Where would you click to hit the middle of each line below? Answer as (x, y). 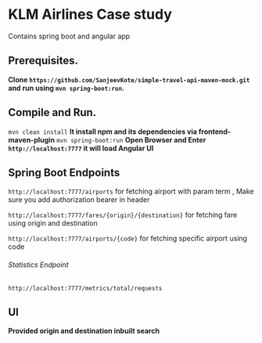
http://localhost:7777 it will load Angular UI (81, 148)
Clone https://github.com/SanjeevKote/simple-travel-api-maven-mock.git (129, 79)
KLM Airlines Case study (90, 14)
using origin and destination (53, 223)
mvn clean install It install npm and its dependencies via (103, 132)
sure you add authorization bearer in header (79, 200)
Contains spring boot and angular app (69, 36)
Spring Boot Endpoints (64, 173)
